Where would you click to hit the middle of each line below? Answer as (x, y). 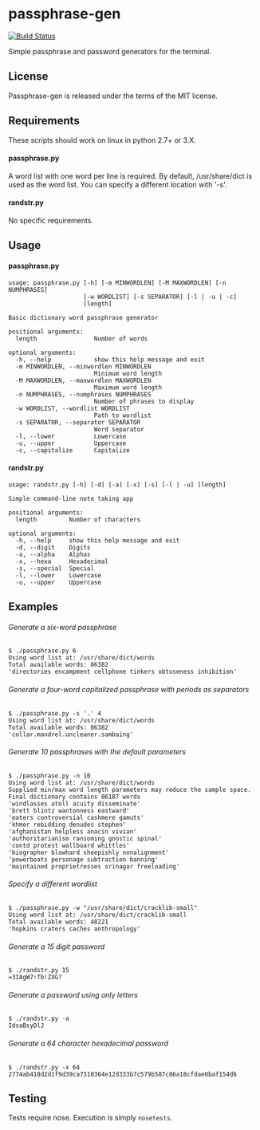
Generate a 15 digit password (57, 947)
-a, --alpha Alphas (53, 554)
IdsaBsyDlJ (26, 1026)
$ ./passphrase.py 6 (43, 651)
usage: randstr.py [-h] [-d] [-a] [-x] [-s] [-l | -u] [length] (117, 484)
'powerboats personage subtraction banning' (83, 859)
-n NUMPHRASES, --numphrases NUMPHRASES (83, 394)
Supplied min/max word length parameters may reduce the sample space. (130, 789)
